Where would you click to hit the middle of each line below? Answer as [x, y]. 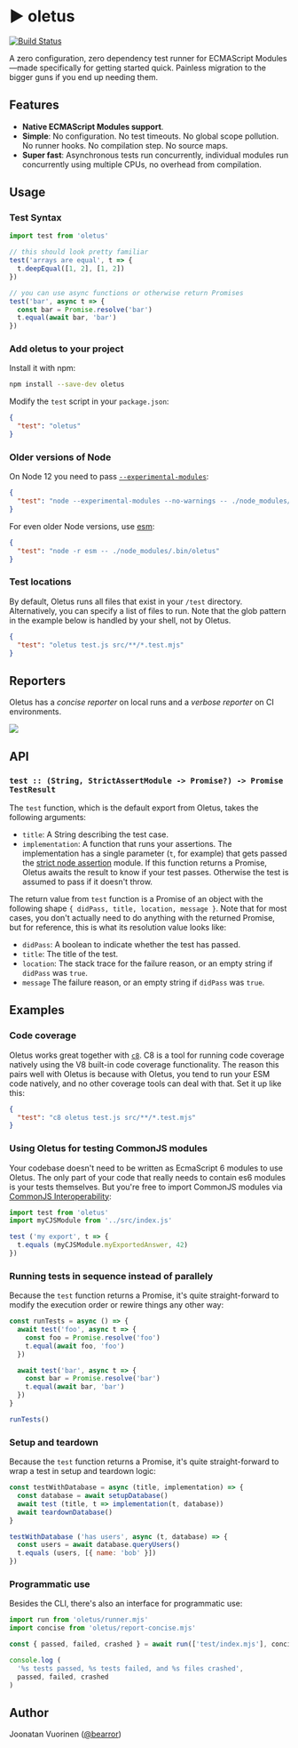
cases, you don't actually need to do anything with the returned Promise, [142, 917]
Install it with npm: [43, 368]
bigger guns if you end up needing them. [84, 77]
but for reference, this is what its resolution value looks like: [118, 927]
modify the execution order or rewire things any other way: [117, 1305]
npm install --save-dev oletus [67, 384]
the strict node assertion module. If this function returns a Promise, [145, 862]
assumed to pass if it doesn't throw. [87, 882]
